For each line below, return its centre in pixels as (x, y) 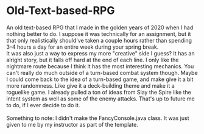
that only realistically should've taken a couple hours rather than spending (99, 40)
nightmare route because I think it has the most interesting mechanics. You (100, 66)
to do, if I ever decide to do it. (43, 105)
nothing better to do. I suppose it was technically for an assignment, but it (99, 33)
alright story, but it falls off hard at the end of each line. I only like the (93, 60)
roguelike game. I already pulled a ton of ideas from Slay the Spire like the (99, 92)
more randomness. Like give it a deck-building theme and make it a (90, 85)
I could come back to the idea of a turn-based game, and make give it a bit (100, 79)
